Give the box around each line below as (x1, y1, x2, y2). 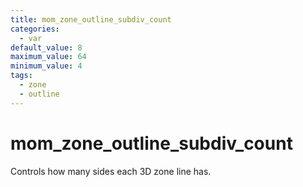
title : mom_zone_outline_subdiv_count (10, 14, 172, 25)
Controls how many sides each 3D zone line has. (10, 165, 212, 177)
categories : (10, 24, 60, 34)
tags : (10, 71, 33, 81)
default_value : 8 (10, 42, 83, 53)
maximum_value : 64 (10, 52, 87, 62)
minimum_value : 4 (10, 61, 83, 71)
